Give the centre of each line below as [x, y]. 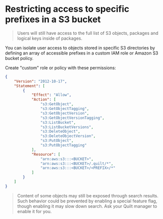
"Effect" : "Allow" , [51, 95]
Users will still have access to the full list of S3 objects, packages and [88, 33]
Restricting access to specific [67, 9]
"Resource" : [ [46, 154]
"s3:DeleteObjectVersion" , [68, 136]
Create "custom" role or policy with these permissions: [61, 68]
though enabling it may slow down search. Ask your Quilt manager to [87, 206]
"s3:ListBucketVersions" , [67, 127]
